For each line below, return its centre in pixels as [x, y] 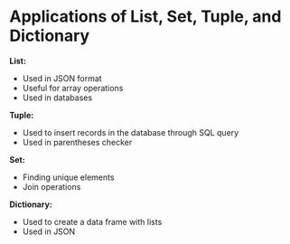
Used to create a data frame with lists [92, 221]
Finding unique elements [68, 177]
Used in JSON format [62, 78]
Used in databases [57, 98]
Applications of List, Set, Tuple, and [145, 17]
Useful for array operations [73, 88]
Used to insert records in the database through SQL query [131, 132]
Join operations [51, 186]
